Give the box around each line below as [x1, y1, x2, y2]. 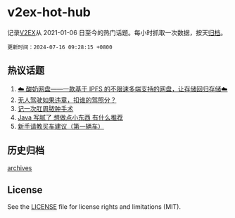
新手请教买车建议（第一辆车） [17, 122, 104, 130]
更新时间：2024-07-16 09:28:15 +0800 [7, 44, 113, 51]
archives [7, 163, 32, 172]
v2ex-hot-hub [7, 4, 91, 20]
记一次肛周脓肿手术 [17, 104, 74, 113]
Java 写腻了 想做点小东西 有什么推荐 [17, 113, 123, 122]
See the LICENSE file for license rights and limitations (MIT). [7, 203, 182, 211]
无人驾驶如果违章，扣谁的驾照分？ [17, 96, 117, 104]
